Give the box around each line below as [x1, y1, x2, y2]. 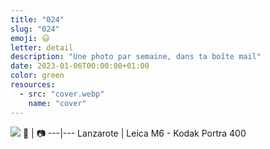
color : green [10, 71, 65, 81]
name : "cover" [28, 98, 87, 108]
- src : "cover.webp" [19, 89, 105, 99]
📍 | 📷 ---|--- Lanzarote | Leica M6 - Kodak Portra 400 [22, 127, 247, 139]
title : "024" [10, 14, 65, 25]
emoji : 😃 [10, 33, 50, 43]
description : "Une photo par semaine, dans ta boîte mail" [10, 52, 262, 62]
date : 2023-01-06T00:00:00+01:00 [10, 61, 150, 71]
